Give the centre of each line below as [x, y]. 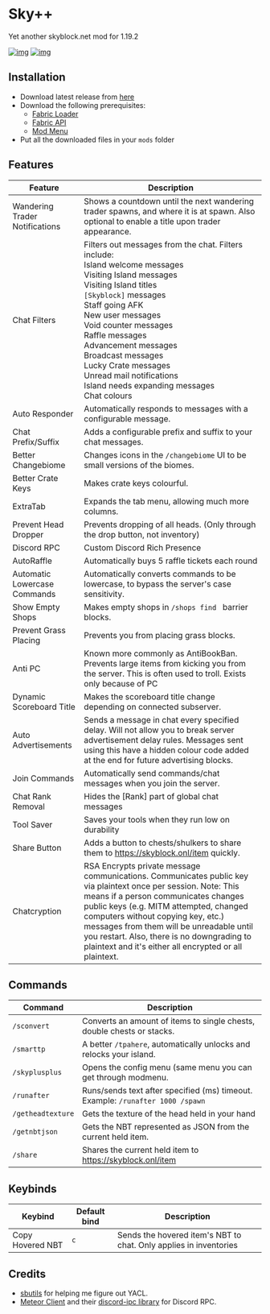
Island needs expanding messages [149, 385]
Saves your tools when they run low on [157, 819]
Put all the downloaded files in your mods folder [97, 139]
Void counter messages [129, 325]
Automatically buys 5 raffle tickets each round [171, 561]
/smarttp [29, 1049]
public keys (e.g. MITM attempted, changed [166, 906]
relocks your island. [119, 1055]
